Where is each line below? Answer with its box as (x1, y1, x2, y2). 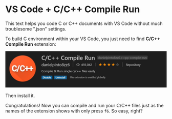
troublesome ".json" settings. (5, 25, 67, 32)
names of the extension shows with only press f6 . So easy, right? (5, 108, 143, 114)
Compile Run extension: (5, 41, 56, 47)
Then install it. (5, 93, 35, 99)
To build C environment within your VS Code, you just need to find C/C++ (5, 36, 160, 42)
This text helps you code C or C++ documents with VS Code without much (5, 20, 163, 26)
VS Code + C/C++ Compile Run (5, 4, 140, 15)
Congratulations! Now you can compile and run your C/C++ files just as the (5, 102, 164, 108)
